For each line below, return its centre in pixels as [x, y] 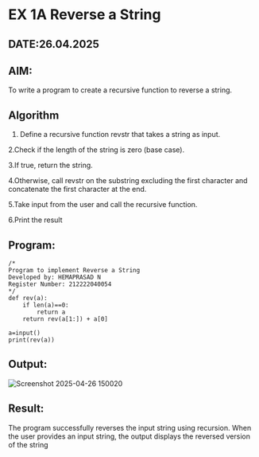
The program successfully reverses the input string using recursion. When [130, 428]
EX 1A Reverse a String [85, 15]
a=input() [25, 333]
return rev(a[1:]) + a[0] [66, 319]
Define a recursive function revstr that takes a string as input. [120, 135]
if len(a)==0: [46, 305]
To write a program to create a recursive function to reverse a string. [120, 90]
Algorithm [34, 115]
